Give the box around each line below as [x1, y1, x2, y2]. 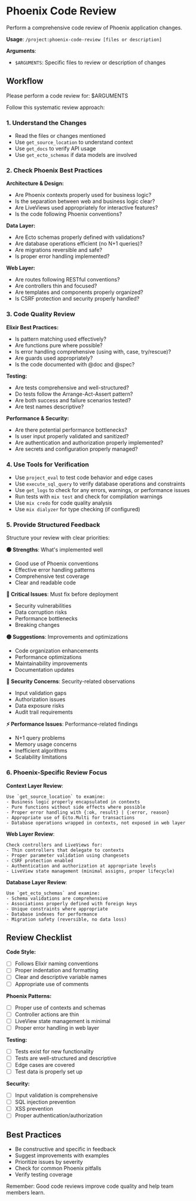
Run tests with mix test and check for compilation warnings [14, 493, 163, 500]
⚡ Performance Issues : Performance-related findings [6, 720, 139, 728]
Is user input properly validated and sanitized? [14, 432, 129, 439]
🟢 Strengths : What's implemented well [6, 546, 103, 553]
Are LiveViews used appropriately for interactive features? [14, 204, 158, 211]
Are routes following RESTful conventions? [14, 276, 120, 283]
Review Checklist [6, 932, 72, 942]
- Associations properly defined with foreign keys [6, 900, 137, 906]
